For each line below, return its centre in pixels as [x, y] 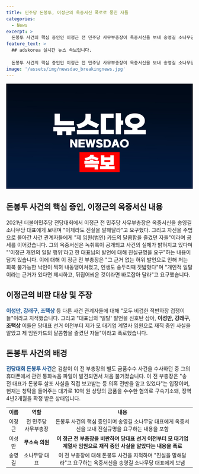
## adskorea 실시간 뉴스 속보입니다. [52, 51]
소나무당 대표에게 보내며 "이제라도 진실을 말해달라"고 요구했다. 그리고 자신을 [94, 230]
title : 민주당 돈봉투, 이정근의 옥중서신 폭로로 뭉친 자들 [67, 12]
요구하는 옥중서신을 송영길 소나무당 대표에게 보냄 [129, 462]
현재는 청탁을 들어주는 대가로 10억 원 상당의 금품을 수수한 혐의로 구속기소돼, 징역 [99, 391]
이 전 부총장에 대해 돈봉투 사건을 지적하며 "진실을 [115, 455]
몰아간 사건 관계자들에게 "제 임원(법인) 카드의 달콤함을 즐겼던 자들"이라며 [101, 237]
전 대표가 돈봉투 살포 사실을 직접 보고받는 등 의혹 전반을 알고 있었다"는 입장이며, [98, 384]
